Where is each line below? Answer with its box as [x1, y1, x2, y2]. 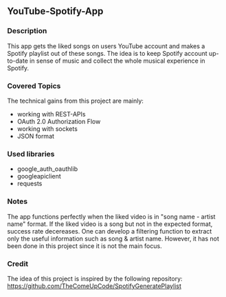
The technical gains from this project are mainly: [7, 96, 144, 105]
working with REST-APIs [16, 110, 86, 118]
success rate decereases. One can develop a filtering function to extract [7, 227, 212, 235]
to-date [7, 57, 29, 65]
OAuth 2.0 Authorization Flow [16, 117, 101, 125]
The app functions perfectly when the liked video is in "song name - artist [7, 212, 216, 221]
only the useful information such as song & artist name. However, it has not [7, 234, 220, 243]
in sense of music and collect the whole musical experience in [30, 57, 205, 65]
